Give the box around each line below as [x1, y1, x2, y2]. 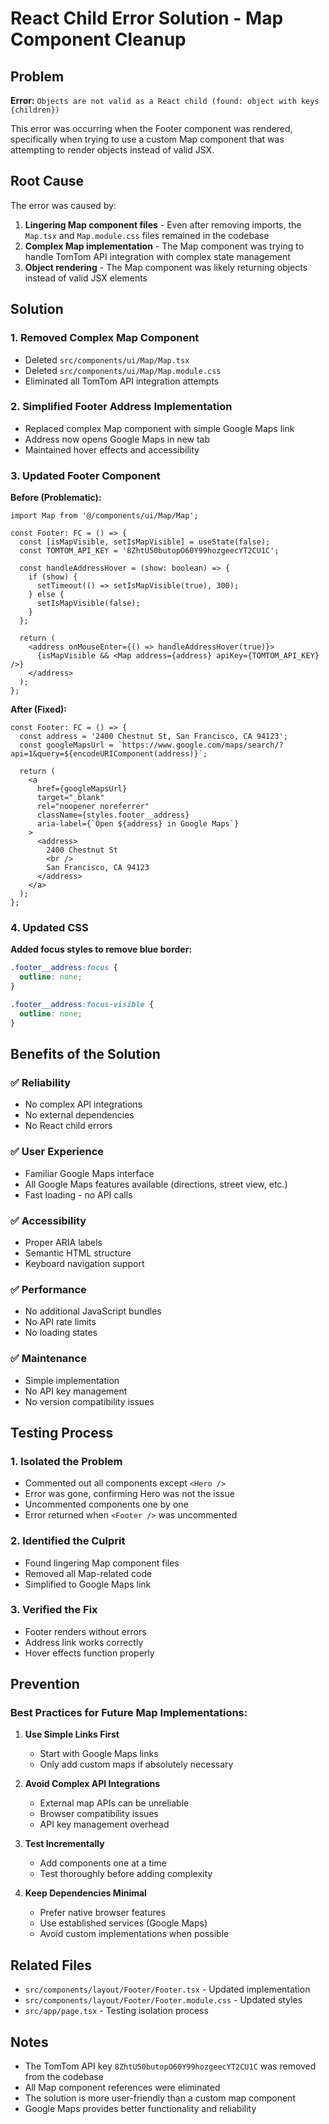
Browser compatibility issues [39, 1808, 159, 1820]
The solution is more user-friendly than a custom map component [24, 2092, 296, 2104]
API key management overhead [39, 1818, 170, 1831]
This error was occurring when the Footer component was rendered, [10, 123, 293, 134]
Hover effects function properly [24, 1647, 155, 1659]
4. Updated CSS [10, 921, 89, 935]
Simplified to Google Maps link [24, 1578, 152, 1590]
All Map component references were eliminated [24, 2082, 221, 2094]
